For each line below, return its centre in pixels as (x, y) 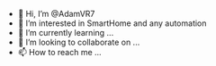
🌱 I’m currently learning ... (66, 33)
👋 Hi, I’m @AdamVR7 (56, 14)
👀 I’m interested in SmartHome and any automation (112, 23)
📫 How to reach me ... (59, 52)
